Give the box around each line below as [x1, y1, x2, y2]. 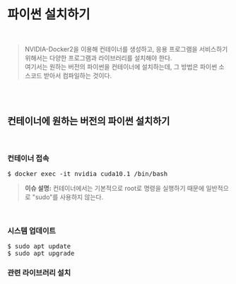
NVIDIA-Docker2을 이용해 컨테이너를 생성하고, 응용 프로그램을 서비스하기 [24, 45, 228, 53]
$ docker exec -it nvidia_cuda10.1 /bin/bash [7, 170, 168, 178]
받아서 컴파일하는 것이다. [43, 71, 112, 80]
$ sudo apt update [7, 242, 71, 251]
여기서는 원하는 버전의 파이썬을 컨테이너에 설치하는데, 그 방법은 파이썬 [24, 62, 218, 71]
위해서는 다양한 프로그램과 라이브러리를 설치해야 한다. [24, 54, 172, 62]
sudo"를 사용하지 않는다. [35, 193, 104, 201]
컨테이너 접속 [7, 153, 49, 163]
